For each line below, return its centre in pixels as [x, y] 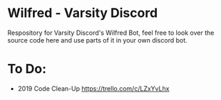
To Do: [27, 69]
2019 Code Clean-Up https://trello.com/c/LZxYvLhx [93, 88]
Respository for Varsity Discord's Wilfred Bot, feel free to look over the [111, 33]
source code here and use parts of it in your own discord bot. [97, 40]
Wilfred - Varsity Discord [83, 13]
